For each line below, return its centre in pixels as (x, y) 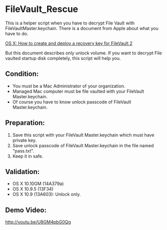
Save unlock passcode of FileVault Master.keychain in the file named (83, 145)
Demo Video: (26, 210)
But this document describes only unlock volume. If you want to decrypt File (84, 53)
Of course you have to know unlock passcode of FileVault (72, 102)
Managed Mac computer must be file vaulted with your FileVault (78, 91)
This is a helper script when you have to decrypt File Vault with (70, 23)
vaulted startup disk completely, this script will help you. (63, 58)
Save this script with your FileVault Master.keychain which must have (83, 135)
